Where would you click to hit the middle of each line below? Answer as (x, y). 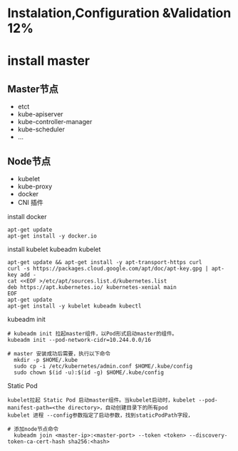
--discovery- (208, 435)
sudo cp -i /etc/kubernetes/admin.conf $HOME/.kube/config (103, 366)
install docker (27, 217)
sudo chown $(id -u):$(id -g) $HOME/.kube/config (89, 373)
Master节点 (33, 89)
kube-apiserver (40, 114)
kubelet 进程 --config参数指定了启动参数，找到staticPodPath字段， (100, 415)
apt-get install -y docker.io (52, 236)
